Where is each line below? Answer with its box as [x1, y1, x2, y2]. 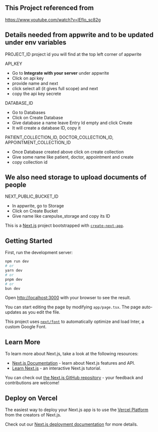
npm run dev [5, 259, 29, 264]
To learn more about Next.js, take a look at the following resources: [5, 351, 139, 357]
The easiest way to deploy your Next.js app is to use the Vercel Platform [5, 407, 149, 413]
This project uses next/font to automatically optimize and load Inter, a [5, 319, 144, 324]
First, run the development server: [5, 250, 73, 256]
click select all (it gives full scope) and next [12, 85, 98, 91]
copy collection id [12, 159, 48, 165]
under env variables [5, 38, 67, 47]
